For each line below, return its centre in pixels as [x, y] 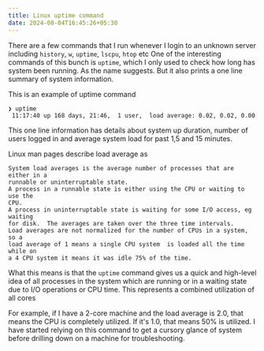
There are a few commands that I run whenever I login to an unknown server [132, 45]
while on [22, 251]
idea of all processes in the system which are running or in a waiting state [128, 281]
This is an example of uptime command [72, 94]
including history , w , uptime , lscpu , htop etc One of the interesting [115, 54]
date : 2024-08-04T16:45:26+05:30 [63, 23]
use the [21, 196]
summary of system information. [61, 79]
